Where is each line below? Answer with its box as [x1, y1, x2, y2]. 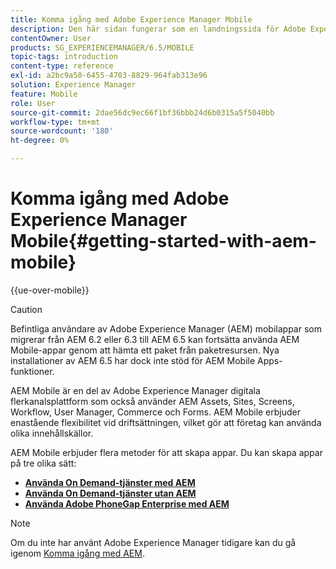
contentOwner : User [10, 33, 92, 43]
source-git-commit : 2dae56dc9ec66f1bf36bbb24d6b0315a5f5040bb [10, 107, 275, 118]
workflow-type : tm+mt [10, 117, 101, 127]
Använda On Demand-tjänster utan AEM [24, 487, 197, 499]
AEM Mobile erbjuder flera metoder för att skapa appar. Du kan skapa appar [10, 446, 323, 458]
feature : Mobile [10, 89, 78, 99]
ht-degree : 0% [10, 136, 70, 146]
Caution [10, 303, 43, 315]
